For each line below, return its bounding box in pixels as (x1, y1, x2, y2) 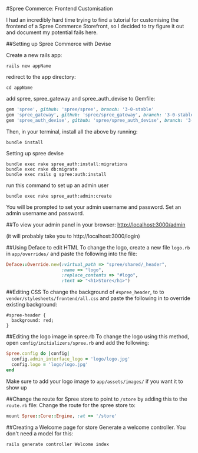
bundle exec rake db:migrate (6, 166, 78, 172)
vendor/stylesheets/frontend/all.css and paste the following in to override (6, 295, 190, 302)
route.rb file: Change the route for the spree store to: (6, 401, 136, 408)
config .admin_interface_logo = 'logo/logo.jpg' (11, 356, 131, 362)
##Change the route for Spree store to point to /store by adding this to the (6, 395, 187, 402)
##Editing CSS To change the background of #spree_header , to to (6, 288, 164, 296)
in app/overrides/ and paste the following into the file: (6, 250, 137, 257)
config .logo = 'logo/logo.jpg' (11, 361, 88, 367)
